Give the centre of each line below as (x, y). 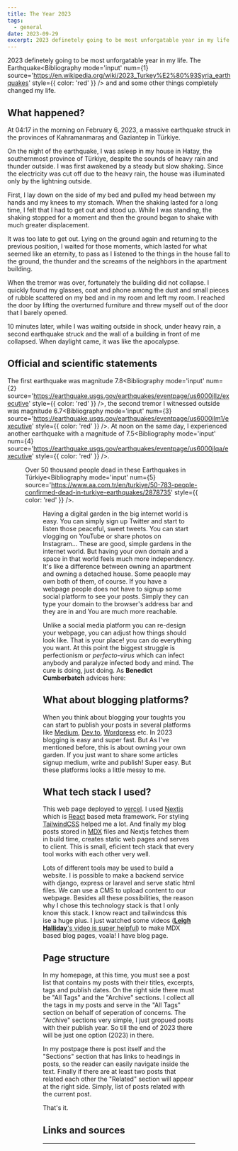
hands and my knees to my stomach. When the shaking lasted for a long (113, 202)
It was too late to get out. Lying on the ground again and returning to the (112, 239)
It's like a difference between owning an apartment (117, 566)
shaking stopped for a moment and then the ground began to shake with (113, 217)
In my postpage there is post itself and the (104, 1049)
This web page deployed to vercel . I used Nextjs (113, 809)
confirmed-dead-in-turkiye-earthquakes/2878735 (98, 492)
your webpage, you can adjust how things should (114, 633)
